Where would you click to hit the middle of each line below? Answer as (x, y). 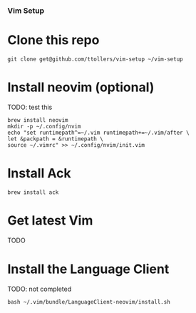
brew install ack (33, 192)
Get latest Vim (50, 220)
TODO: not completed (40, 289)
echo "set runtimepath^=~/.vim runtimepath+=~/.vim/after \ (99, 133)
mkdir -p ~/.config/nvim (44, 126)
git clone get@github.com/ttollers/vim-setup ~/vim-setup (95, 59)
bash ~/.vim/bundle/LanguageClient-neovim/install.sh (89, 302)
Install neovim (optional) (81, 87)
